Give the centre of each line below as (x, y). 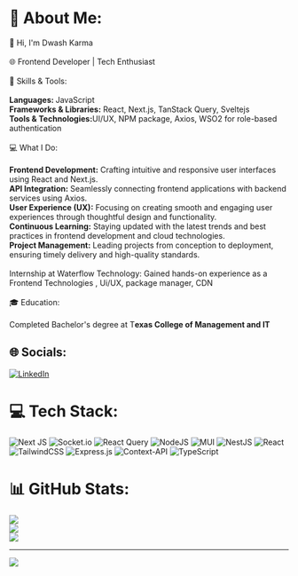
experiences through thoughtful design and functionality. (113, 217)
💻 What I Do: (33, 147)
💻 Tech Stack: (64, 411)
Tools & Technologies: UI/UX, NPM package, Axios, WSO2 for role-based (143, 118)
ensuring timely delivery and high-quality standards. (105, 254)
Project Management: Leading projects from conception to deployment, (141, 245)
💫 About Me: (56, 18)
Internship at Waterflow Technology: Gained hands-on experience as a (138, 273)
